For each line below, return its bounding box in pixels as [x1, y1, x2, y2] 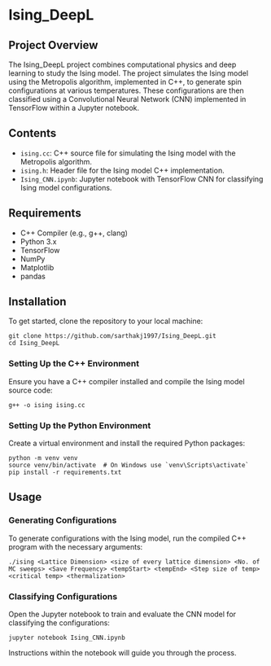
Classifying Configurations [8, 590, 118, 602]
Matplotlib [20, 262, 55, 272]
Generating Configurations [8, 515, 117, 526]
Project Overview [8, 38, 98, 52]
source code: [8, 385, 53, 395]
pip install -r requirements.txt [8, 468, 122, 477]
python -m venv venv [8, 454, 79, 462]
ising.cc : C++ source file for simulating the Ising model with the [20, 148, 236, 158]
